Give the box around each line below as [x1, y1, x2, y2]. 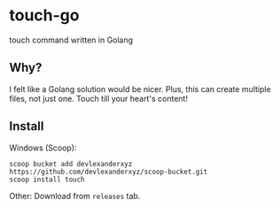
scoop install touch [9, 174, 86, 184]
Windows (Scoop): [9, 143, 77, 153]
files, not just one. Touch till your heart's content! [9, 93, 189, 104]
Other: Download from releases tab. [9, 190, 141, 201]
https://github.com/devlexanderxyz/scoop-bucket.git [9, 167, 208, 176]
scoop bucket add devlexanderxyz [9, 159, 133, 168]
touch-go [9, 5, 80, 26]
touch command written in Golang [9, 35, 134, 45]
